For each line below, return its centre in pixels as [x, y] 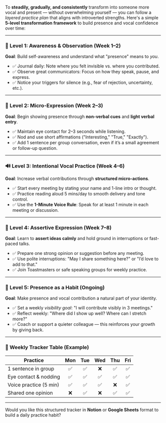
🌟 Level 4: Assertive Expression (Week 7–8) [59, 228]
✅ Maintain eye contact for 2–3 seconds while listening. [69, 131]
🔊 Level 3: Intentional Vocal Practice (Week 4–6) [65, 166]
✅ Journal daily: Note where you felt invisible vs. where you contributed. [86, 66]
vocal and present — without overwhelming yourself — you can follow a [78, 12]
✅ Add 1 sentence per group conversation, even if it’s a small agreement [86, 142]
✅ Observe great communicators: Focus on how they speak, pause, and [85, 72]
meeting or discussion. [36, 210]
